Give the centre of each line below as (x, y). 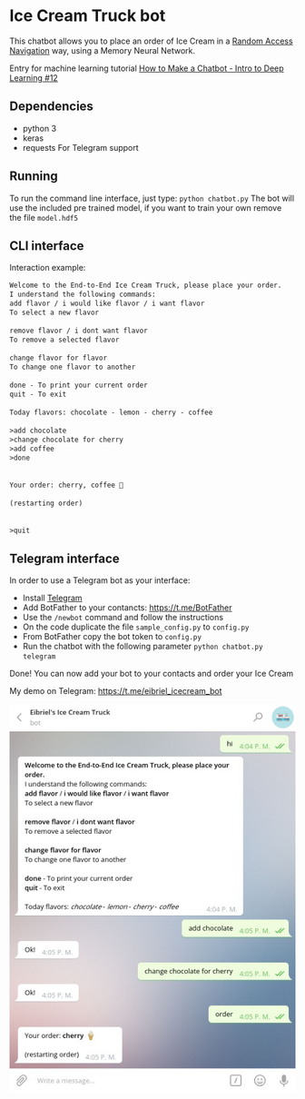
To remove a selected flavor (64, 340)
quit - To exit (38, 395)
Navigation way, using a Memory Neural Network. (102, 50)
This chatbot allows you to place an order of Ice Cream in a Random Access (151, 41)
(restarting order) (46, 504)
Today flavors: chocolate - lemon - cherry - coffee (111, 413)
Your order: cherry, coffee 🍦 (67, 485)
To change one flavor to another (73, 367)
